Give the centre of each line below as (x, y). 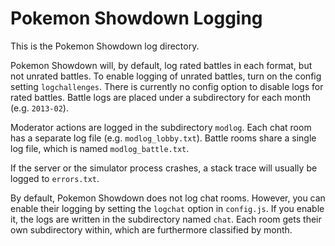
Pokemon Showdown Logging (136, 18)
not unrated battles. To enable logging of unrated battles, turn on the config (166, 76)
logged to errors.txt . (55, 178)
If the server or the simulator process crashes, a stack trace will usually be (164, 168)
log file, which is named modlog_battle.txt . (100, 148)
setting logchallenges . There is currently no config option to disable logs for (167, 86)
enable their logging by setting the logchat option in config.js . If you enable (167, 208)
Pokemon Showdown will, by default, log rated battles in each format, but (161, 65)
